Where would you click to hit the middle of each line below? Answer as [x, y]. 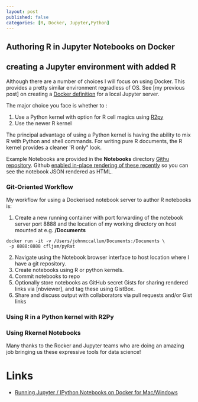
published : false [27, 17]
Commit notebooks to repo [47, 276]
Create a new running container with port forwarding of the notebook [99, 217]
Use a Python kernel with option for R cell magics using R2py [89, 117]
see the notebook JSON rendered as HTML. [60, 171]
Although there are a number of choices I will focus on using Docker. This [95, 81]
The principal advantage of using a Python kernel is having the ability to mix [98, 135]
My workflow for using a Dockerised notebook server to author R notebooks [99, 200]
